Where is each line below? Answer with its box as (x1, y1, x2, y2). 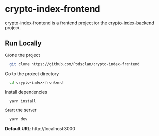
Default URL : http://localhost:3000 (5, 126, 75, 132)
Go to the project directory (5, 70, 59, 77)
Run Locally (5, 39, 42, 48)
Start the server (5, 107, 37, 113)
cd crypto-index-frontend (9, 80, 63, 85)
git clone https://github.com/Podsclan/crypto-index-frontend (9, 61, 140, 67)
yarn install (9, 98, 36, 104)
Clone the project (5, 52, 40, 58)
